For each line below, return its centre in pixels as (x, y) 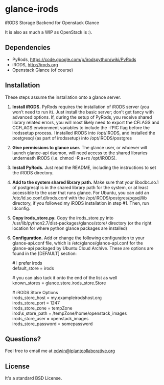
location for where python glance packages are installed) (70, 228)
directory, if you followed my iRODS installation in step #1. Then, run (81, 203)
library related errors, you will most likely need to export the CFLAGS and (86, 122)
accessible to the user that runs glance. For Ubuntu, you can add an (81, 192)
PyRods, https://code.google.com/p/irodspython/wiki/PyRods (74, 59)
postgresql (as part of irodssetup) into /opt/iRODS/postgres (72, 138)
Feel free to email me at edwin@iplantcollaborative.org (60, 351)
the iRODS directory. (33, 172)
